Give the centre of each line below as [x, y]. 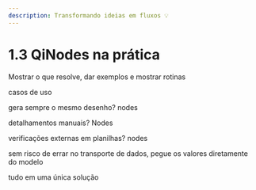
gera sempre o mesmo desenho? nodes [73, 107]
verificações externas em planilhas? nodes [78, 138]
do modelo [26, 161]
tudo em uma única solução [53, 177]
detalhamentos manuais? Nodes [61, 123]
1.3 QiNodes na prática [84, 54]
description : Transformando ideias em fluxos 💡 [88, 15]
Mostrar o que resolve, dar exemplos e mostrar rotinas [97, 77]
